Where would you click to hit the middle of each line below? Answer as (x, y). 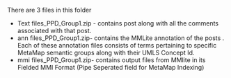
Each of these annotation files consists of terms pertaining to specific (117, 45)
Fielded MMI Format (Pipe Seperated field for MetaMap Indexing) (111, 67)
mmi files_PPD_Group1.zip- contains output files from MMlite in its (111, 60)
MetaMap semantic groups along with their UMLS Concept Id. (106, 52)
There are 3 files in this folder (49, 10)
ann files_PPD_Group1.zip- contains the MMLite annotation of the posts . (121, 38)
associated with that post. (54, 31)
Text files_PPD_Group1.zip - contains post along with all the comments (118, 23)
